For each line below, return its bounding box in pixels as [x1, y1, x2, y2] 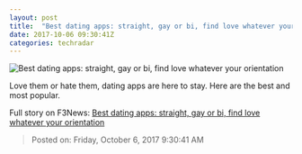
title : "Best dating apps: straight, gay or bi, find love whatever [9, 22, 276, 31]
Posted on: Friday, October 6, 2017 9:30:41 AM [31, 134, 204, 145]
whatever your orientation [9, 117, 105, 128]
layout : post [9, 13, 58, 23]
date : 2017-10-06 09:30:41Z [9, 30, 115, 39]
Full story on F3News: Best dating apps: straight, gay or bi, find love [9, 107, 261, 118]
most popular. [9, 90, 61, 101]
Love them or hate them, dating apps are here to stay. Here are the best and [9, 80, 290, 91]
